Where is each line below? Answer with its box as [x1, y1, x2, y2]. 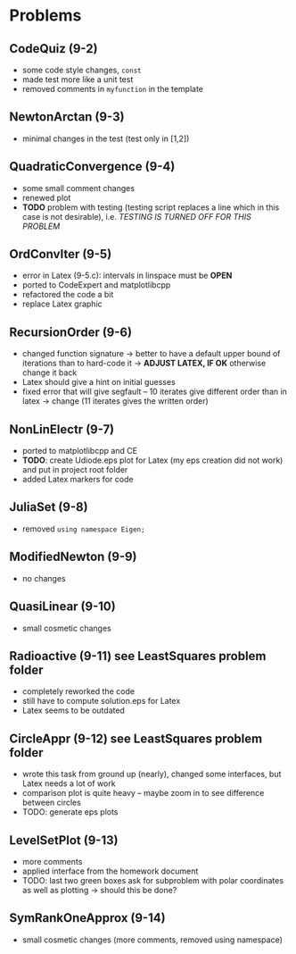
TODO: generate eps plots [21, 807, 119, 817]
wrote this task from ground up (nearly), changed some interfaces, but [21, 769, 282, 780]
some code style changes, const [21, 64, 142, 75]
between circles [21, 797, 82, 808]
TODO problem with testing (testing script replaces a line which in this [21, 202, 280, 213]
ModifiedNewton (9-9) [9, 549, 137, 565]
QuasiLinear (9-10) [9, 599, 116, 615]
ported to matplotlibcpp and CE [21, 446, 138, 456]
